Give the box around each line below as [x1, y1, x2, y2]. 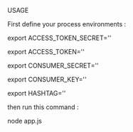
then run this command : [7, 103, 80, 111]
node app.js [7, 117, 43, 125]
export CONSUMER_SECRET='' [7, 61, 100, 70]
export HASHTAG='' [7, 89, 66, 97]
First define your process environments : [7, 20, 127, 28]
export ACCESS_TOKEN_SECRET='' [7, 34, 112, 42]
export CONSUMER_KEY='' [7, 75, 87, 83]
